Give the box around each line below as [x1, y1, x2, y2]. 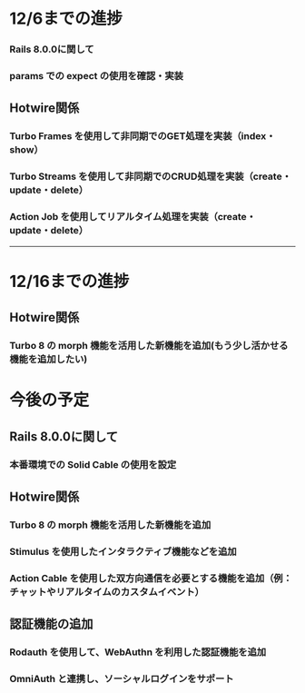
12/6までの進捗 [9, 8, 123, 29]
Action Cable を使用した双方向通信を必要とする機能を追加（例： [9, 571, 293, 584]
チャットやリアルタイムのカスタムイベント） [9, 585, 204, 598]
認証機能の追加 [9, 617, 93, 632]
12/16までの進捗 [9, 271, 130, 292]
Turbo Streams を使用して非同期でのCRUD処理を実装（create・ [9, 170, 292, 183]
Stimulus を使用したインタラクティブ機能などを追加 [9, 545, 238, 558]
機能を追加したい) [9, 353, 88, 366]
